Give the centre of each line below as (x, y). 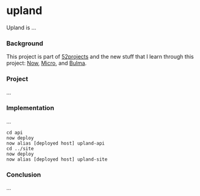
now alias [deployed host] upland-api (55, 143)
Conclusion (24, 175)
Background (25, 43)
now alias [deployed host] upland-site (57, 159)
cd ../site (20, 148)
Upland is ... (21, 27)
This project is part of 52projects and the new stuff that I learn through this (100, 57)
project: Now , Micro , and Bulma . (47, 63)
